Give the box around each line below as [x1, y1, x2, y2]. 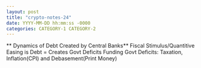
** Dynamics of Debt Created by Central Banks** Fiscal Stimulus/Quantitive [6, 42, 195, 49]
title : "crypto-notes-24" [6, 14, 71, 20]
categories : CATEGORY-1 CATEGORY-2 [6, 25, 96, 32]
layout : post [6, 8, 39, 15]
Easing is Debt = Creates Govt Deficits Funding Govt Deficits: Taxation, [6, 49, 183, 56]
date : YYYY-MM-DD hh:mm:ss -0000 [6, 20, 91, 26]
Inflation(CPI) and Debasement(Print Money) [6, 55, 117, 62]
